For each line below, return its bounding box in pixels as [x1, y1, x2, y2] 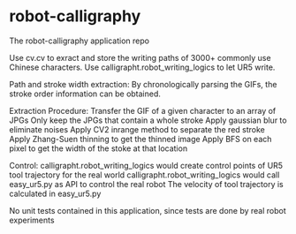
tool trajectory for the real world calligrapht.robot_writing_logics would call [9, 170, 280, 180]
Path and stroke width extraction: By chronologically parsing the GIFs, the [9, 79, 277, 89]
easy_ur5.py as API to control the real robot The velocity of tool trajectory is [9, 178, 285, 189]
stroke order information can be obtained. [9, 88, 162, 99]
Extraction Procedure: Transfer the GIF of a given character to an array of [9, 105, 277, 116]
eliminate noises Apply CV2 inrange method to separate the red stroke [9, 124, 265, 134]
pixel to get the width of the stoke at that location [9, 143, 188, 154]
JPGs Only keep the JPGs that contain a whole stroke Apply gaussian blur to [9, 115, 287, 125]
